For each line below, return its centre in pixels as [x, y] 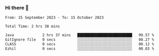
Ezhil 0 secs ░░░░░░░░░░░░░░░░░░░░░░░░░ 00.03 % [79, 49]
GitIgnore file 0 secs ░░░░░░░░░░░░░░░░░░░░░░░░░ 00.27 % [79, 40]
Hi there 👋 [17, 8]
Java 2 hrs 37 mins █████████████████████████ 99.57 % [79, 35]
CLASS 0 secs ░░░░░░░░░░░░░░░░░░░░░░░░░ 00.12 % [79, 44]
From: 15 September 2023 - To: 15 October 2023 [55, 18]
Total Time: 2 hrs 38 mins [33, 27]
